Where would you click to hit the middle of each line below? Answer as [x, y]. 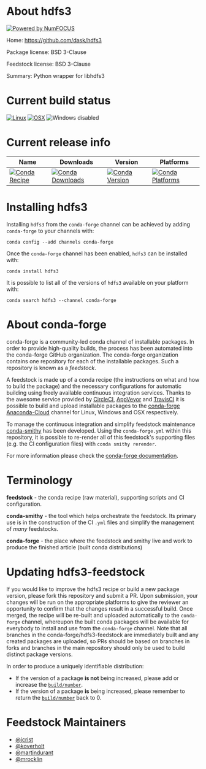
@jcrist [24, 739]
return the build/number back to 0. [58, 697]
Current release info [59, 143]
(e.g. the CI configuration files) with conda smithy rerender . [81, 444]
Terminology [39, 480]
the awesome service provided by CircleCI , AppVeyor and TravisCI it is [96, 399]
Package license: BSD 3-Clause [47, 52]
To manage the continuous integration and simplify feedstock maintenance [101, 424]
